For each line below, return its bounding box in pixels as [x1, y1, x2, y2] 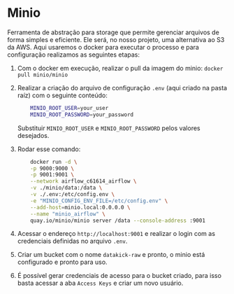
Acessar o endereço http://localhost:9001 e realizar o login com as [17, 230, 215, 238]
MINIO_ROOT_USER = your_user [30, 104, 109, 111]
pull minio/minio [17, 71, 68, 78]
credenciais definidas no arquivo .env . [17, 237, 128, 246]
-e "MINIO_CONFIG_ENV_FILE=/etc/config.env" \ [30, 197, 168, 204]
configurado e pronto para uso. [17, 258, 108, 267]
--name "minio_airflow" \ [30, 210, 106, 218]
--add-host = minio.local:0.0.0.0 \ [30, 204, 131, 211]
